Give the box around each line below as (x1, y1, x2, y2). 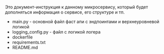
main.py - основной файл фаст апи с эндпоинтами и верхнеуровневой (12, 19, 160, 24)
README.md (12, 45, 38, 50)
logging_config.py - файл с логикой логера (12, 29, 101, 35)
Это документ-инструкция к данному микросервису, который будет (5, 4, 148, 10)
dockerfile (12, 34, 33, 40)
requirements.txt (12, 39, 46, 45)
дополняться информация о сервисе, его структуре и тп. (5, 9, 125, 15)
